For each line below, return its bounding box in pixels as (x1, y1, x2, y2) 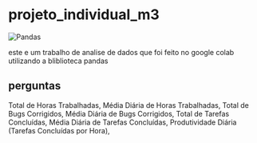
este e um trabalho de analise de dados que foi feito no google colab (8, 47, 235, 57)
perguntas (8, 79, 61, 93)
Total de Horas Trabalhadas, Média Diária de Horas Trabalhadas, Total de (8, 100, 250, 109)
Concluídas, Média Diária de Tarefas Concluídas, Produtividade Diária (8, 117, 237, 127)
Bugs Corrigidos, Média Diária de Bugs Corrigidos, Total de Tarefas (8, 109, 230, 118)
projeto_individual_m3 (8, 6, 160, 24)
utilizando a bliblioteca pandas (8, 56, 109, 66)
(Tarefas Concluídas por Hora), (8, 125, 110, 135)
